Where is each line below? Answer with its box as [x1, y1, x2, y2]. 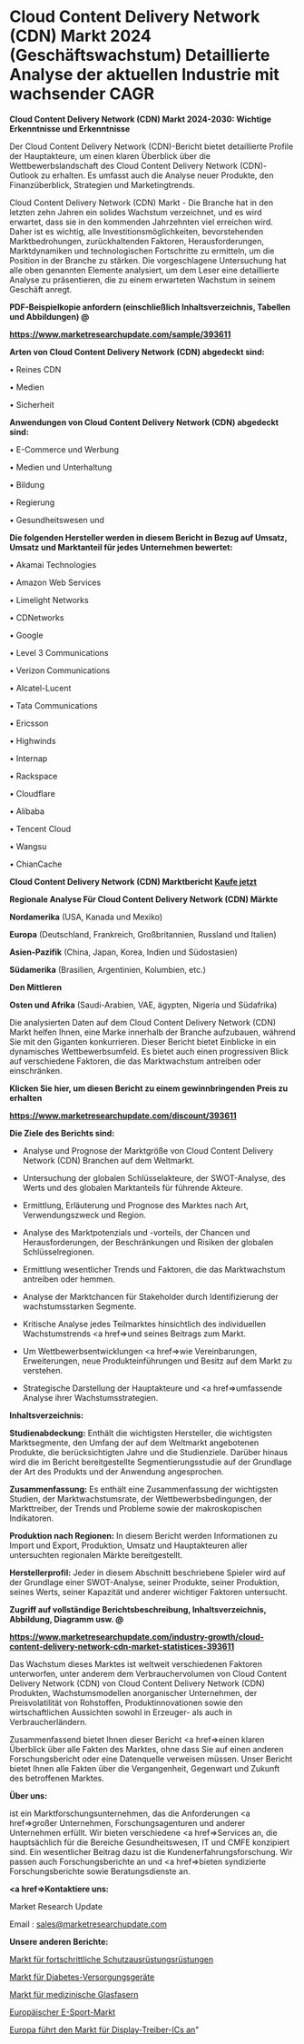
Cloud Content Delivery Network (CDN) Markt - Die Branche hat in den [9, 197, 274, 208]
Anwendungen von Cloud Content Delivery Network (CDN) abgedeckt [9, 416, 279, 428]
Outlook [9, 170, 39, 181]
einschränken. [9, 1065, 63, 1076]
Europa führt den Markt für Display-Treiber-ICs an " [9, 2024, 200, 2035]
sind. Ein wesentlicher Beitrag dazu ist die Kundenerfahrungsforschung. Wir [9, 1846, 293, 1857]
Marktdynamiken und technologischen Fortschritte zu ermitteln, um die [9, 245, 275, 256]
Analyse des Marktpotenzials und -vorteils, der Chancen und [22, 1226, 251, 1237]
